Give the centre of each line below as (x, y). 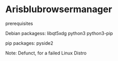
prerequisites (19, 23)
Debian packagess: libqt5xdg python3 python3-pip (59, 33)
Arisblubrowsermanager (59, 9)
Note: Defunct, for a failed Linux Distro (46, 53)
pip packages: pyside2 (29, 43)
